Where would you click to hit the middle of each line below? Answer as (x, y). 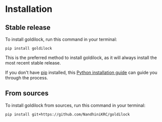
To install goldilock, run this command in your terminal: (61, 39)
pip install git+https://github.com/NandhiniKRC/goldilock (68, 114)
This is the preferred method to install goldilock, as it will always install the (81, 58)
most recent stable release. (33, 63)
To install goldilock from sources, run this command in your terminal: (75, 105)
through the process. (27, 78)
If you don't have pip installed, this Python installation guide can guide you (81, 72)
